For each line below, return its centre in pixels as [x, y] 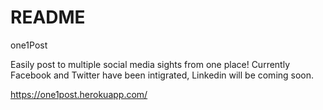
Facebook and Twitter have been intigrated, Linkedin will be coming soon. [162, 75]
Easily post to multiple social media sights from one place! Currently [150, 64]
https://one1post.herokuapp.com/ [79, 94]
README [48, 17]
